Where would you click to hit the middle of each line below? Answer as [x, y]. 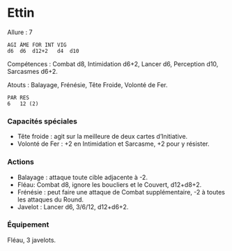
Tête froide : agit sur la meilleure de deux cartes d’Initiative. [102, 137]
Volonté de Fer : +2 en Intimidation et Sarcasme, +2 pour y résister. [114, 144]
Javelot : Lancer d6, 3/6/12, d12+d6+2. [73, 206]
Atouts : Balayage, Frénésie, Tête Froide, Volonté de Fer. [88, 84]
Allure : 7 [20, 32]
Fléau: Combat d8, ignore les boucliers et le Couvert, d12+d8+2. [109, 184]
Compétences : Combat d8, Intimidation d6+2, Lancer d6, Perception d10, [113, 63]
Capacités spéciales [42, 121]
